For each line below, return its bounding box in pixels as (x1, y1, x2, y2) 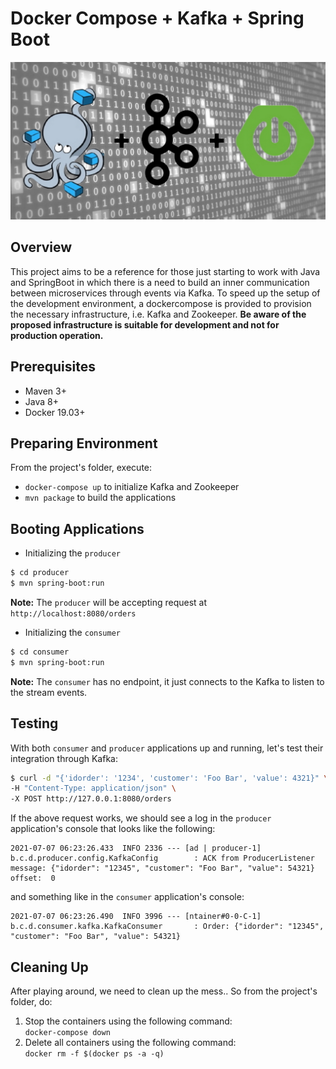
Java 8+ (24, 395, 59, 407)
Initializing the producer (24, 547, 121, 559)
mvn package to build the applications (24, 492, 177, 504)
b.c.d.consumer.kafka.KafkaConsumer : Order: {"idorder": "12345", (10, 922, 325, 932)
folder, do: (10, 995, 53, 1007)
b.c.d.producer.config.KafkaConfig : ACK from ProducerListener (10, 853, 315, 864)
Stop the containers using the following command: (24, 1015, 233, 1027)
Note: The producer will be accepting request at (10, 596, 208, 608)
